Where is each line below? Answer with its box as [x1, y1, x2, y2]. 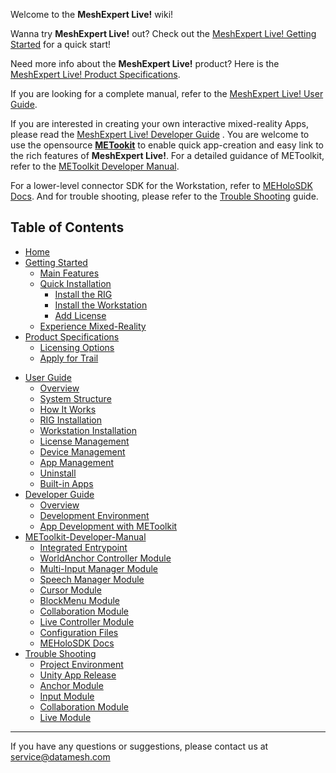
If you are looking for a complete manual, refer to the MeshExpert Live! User [10, 88, 324, 99]
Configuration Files [39, 626, 119, 638]
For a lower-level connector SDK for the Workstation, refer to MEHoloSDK [10, 180, 313, 191]
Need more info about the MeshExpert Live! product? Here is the [10, 58, 280, 69]
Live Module [39, 711, 92, 723]
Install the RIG [54, 288, 113, 300]
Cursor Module [39, 584, 102, 596]
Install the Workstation [54, 299, 148, 311]
